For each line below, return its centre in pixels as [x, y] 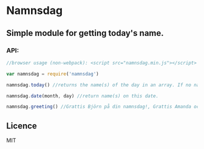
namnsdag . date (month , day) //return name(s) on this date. [83, 96]
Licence [22, 126]
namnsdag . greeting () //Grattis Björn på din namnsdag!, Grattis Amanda [99, 107]
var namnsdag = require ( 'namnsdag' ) [53, 74]
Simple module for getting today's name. [85, 33]
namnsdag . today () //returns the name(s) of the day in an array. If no [99, 85]
